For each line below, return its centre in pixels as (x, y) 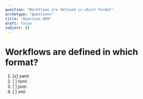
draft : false (18, 23)
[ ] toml (19, 81)
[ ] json (19, 87)
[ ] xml (19, 92)
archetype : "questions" (30, 14)
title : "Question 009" (28, 19)
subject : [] (17, 28)
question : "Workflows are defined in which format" (59, 10)
